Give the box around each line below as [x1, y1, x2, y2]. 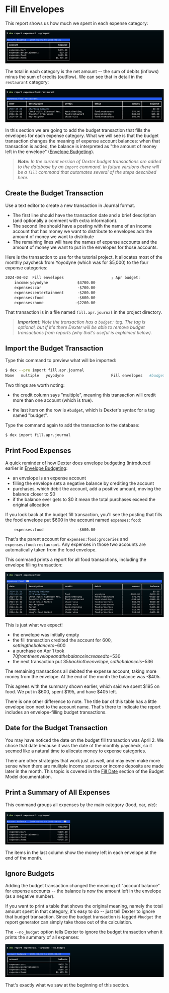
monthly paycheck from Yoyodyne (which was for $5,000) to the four [5, 259, 149, 265]
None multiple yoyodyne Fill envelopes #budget [5, 373, 165, 378]
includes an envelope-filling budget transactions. [5, 709, 107, 716]
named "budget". [12, 412, 48, 418]
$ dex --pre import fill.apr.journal [5, 368, 84, 373]
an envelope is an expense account [12, 475, 87, 481]
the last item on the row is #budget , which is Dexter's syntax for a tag [12, 407, 155, 413]
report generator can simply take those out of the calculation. [5, 919, 132, 925]
